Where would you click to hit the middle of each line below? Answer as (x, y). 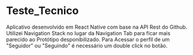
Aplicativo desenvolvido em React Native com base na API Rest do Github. (97, 27)
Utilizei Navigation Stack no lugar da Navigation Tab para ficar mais (88, 33)
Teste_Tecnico (42, 11)
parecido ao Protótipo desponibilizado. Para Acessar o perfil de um (88, 39)
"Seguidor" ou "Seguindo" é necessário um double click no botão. (87, 46)
